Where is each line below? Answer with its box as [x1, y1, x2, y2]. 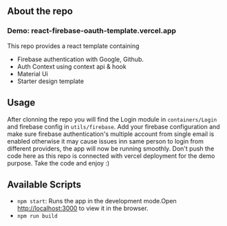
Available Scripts [7, 179, 81, 190]
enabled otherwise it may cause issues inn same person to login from [7, 137, 204, 145]
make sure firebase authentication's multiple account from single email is [7, 130, 215, 138]
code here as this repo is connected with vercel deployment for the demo [7, 151, 215, 160]
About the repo [7, 5, 74, 17]
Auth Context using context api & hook [17, 62, 127, 71]
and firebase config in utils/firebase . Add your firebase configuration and [7, 122, 220, 131]
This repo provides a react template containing [7, 41, 140, 50]
